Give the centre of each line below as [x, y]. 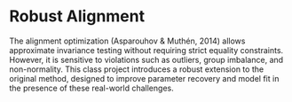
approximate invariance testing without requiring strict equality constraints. [146, 50]
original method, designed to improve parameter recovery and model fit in [144, 78]
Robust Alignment [77, 16]
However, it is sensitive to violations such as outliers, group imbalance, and [146, 59]
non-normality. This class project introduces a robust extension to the [137, 69]
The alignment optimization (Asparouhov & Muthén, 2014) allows [127, 41]
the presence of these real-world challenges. [92, 88]
